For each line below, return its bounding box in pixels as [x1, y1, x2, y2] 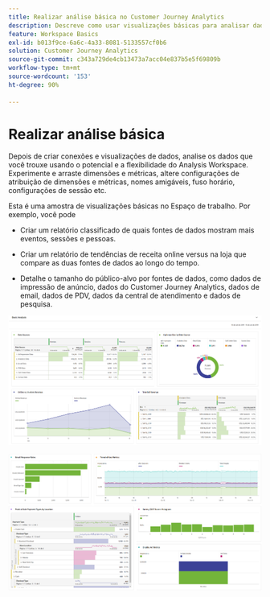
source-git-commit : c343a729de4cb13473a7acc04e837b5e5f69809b [8, 56, 221, 64]
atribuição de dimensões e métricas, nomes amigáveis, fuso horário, [8, 177, 235, 187]
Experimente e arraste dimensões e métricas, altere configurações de [8, 169, 239, 179]
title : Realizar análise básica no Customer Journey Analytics [8, 13, 225, 21]
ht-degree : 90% [8, 80, 59, 89]
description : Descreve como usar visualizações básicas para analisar [8, 21, 250, 30]
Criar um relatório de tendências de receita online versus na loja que [19, 249, 247, 259]
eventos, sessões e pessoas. [19, 234, 117, 244]
